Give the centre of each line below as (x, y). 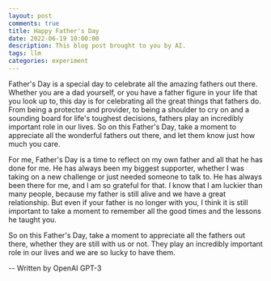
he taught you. (32, 220)
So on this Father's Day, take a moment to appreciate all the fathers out (127, 235)
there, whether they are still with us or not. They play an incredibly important (135, 244)
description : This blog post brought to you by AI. (97, 46)
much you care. (34, 144)
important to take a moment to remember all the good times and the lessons (135, 211)
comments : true (34, 23)
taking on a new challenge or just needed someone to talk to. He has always (135, 176)
